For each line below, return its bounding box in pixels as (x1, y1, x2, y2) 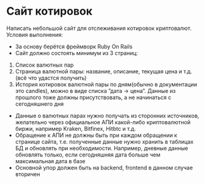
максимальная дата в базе (15, 157, 86, 164)
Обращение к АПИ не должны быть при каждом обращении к (15, 131, 177, 139)
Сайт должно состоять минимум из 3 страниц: (15, 49, 138, 56)
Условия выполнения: (6, 31, 63, 38)
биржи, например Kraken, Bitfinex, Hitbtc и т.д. (15, 125, 136, 132)
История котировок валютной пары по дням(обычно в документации (15, 81, 198, 88)
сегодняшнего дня (15, 100, 64, 108)
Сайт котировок (6, 4, 93, 18)
